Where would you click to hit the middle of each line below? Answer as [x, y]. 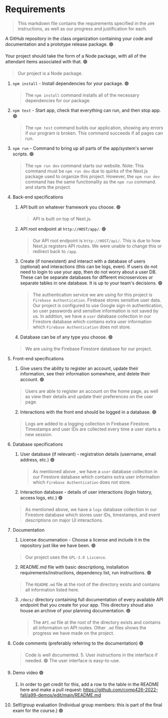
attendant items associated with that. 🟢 [46, 61]
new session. [39, 434]
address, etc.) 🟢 [37, 459]
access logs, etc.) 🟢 [41, 497]
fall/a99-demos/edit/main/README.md [61, 695]
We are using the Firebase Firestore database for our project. [89, 349]
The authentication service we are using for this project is [93, 294]
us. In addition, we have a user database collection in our [92, 316]
